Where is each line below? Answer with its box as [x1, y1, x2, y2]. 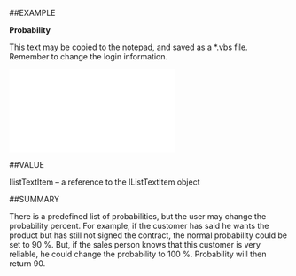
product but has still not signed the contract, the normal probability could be [9, 230, 288, 241]
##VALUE [9, 160, 44, 170]
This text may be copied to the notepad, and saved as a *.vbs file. [9, 42, 248, 52]
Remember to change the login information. [9, 51, 168, 61]
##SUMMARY [9, 194, 60, 204]
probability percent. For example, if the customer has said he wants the [9, 221, 269, 231]
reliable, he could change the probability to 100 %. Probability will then [9, 248, 267, 259]
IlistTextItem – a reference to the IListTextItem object [9, 177, 200, 187]
